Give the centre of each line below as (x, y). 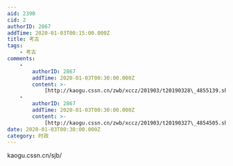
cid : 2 (17, 20)
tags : (15, 46)
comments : (21, 59)
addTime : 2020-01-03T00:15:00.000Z (59, 33)
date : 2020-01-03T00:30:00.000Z (54, 129)
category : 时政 (28, 136)
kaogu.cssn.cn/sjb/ (35, 156)
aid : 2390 (21, 13)
